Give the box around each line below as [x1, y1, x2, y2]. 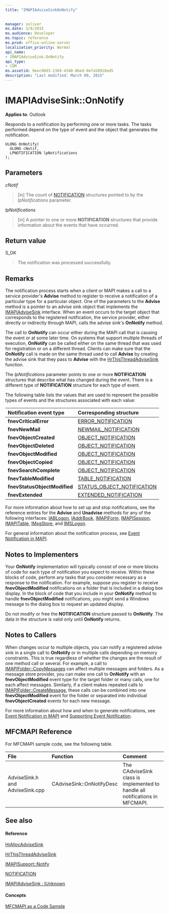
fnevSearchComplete [8, 467, 60, 474]
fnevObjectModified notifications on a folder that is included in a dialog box [5, 585, 163, 591]
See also [5, 816, 33, 825]
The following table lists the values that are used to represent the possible [5, 392, 158, 398]
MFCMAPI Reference [5, 727, 72, 736]
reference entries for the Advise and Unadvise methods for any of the [5, 510, 151, 516]
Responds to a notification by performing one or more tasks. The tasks [5, 121, 152, 127]
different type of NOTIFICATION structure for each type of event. [5, 382, 140, 388]
